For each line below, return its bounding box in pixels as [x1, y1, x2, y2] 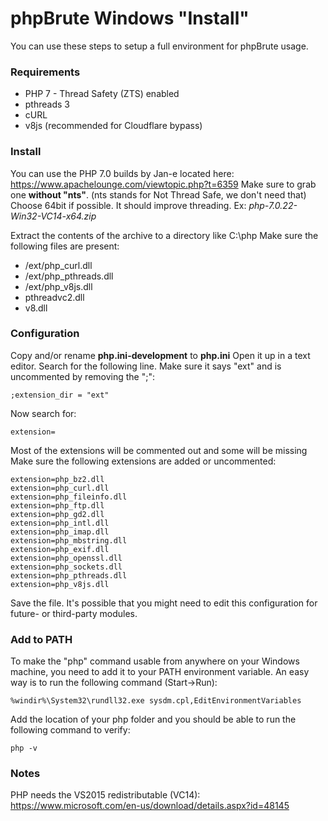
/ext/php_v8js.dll [24, 280, 93, 292]
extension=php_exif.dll [10, 544, 110, 554]
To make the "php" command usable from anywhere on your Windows [10, 655, 300, 667]
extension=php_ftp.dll [10, 500, 105, 511]
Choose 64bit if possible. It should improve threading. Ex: [10, 199, 247, 211]
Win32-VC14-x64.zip [10, 210, 97, 222]
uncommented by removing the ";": [10, 370, 156, 382]
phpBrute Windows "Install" [10, 7, 250, 30]
